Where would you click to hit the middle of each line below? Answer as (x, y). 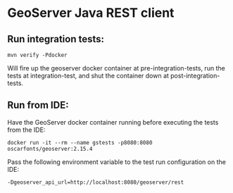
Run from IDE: (38, 105)
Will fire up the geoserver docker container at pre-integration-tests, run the (116, 68)
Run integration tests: (56, 39)
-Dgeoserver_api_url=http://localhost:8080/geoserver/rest (96, 182)
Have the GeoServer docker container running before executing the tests (113, 122)
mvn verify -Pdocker (38, 55)
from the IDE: (26, 130)
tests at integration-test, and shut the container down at (88, 76)
